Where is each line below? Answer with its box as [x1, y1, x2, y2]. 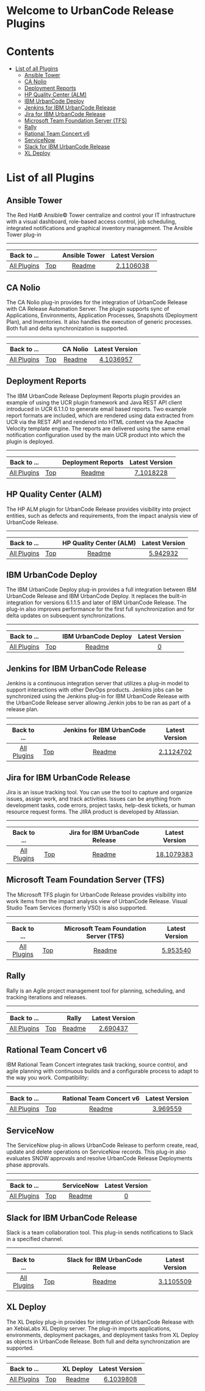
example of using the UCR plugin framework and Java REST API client [6, 398, 182, 406]
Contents [6, 45, 55, 59]
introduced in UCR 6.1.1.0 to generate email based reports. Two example [6, 405, 187, 412]
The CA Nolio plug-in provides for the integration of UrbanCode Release [6, 298, 188, 306]
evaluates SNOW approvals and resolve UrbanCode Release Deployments [6, 1155, 193, 1162]
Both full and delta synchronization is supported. [6, 324, 129, 332]
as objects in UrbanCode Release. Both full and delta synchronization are [6, 1338, 190, 1345]
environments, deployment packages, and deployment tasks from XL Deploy [6, 1331, 199, 1338]
